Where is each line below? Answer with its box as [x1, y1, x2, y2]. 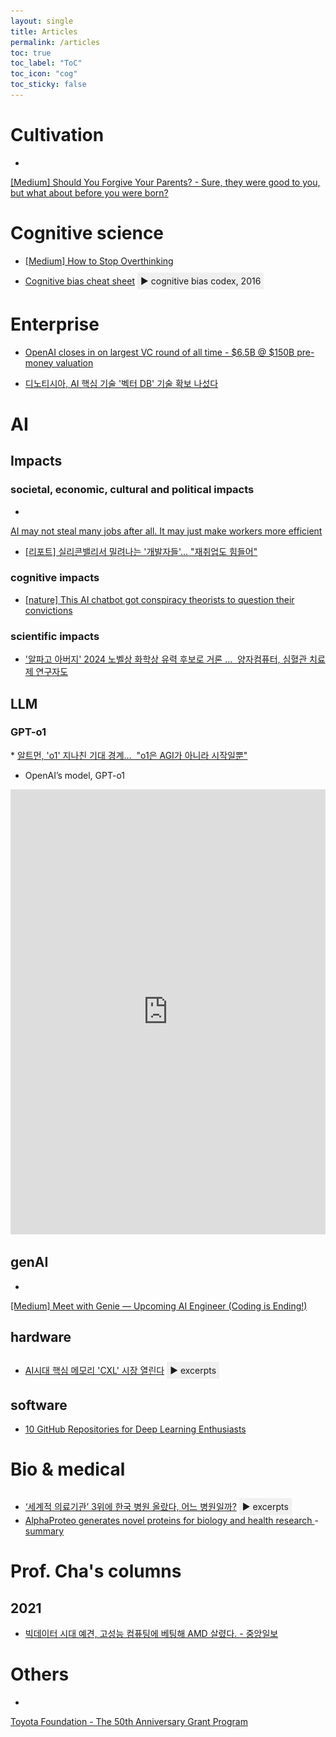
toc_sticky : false [10, 80, 87, 90]
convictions [24, 604, 73, 616]
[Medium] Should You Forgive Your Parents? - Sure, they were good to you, [10, 176, 321, 188]
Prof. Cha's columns [10, 1560, 182, 1583]
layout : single [10, 16, 74, 26]
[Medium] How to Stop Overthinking [24, 255, 174, 267]
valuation [55, 356, 94, 369]
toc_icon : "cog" [10, 69, 78, 79]
